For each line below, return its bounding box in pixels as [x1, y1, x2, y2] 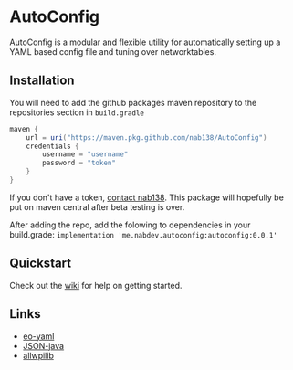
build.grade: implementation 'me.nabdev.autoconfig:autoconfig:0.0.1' [9, 228, 278, 239]
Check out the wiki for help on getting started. [9, 280, 183, 291]
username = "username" [42, 150, 129, 159]
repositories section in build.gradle [9, 107, 144, 118]
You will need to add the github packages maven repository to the [9, 97, 257, 108]
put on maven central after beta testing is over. [9, 201, 185, 212]
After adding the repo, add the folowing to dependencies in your [9, 219, 251, 230]
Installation [9, 73, 75, 89]
